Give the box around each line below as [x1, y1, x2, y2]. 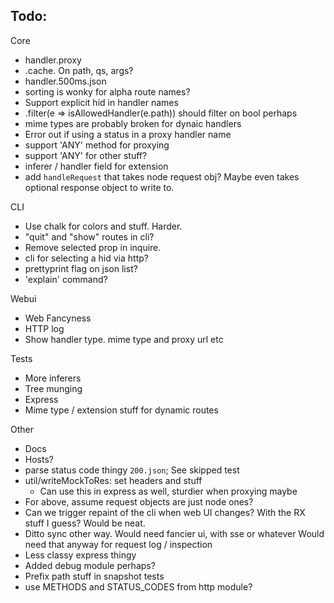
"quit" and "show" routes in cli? [24, 230, 155, 243]
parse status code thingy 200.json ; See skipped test [24, 464, 240, 476]
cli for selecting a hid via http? [24, 252, 149, 264]
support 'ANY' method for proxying [24, 139, 170, 151]
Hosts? [24, 453, 54, 465]
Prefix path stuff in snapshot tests [24, 570, 165, 582]
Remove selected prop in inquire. [24, 241, 162, 253]
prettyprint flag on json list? [24, 262, 138, 274]
